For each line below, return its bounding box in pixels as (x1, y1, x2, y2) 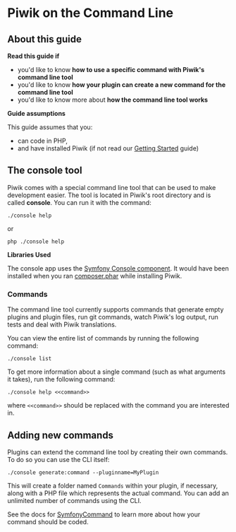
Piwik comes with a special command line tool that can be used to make (7, 183, 216, 191)
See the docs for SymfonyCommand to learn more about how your (7, 510, 201, 519)
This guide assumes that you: (7, 123, 93, 131)
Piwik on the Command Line (7, 5, 174, 21)
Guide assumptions (7, 110, 66, 117)
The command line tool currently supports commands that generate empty (7, 305, 224, 314)
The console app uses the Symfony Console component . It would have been (7, 264, 229, 273)
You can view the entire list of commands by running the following (7, 334, 199, 343)
